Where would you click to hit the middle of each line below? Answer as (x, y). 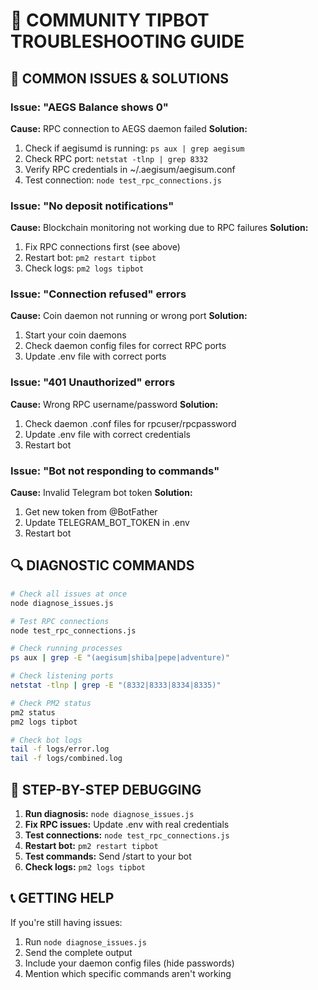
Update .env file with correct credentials (107, 434)
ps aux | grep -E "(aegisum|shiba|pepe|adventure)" (120, 658)
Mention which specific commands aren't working (128, 973)
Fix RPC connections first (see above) (102, 247)
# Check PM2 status (51, 703)
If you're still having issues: (66, 922)
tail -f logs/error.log (60, 749)
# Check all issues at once (69, 594)
